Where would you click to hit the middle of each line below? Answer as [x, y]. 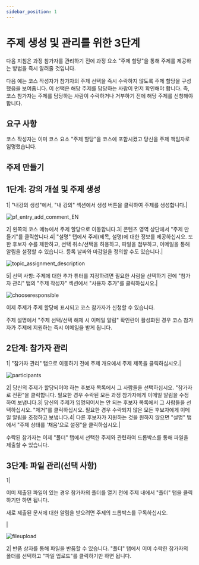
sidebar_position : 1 [32, 12]
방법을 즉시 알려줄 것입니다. [44, 68]
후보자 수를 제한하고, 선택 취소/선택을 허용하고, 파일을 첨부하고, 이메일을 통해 [101, 244]
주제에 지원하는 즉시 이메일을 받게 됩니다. [65, 327]
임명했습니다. [21, 147]
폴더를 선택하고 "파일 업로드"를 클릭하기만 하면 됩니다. [69, 556]
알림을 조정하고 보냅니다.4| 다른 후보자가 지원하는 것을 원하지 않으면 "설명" [99, 417]
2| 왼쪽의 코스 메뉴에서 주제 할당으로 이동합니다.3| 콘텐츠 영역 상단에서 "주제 [94, 229]
